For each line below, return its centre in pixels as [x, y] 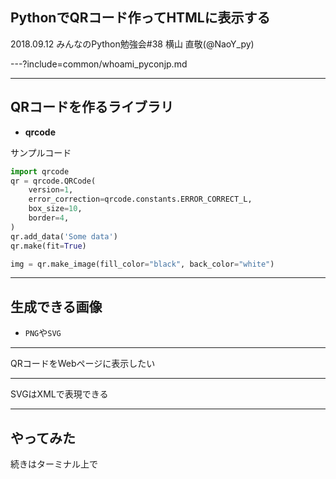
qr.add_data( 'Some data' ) [64, 236]
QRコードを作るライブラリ [92, 107]
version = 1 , [51, 190]
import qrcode [40, 171]
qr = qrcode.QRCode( [53, 181]
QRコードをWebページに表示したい [83, 364]
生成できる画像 [56, 306]
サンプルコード [41, 152]
